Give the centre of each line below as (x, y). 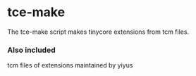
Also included (31, 50)
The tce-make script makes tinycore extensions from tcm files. (98, 32)
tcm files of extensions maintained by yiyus (70, 65)
